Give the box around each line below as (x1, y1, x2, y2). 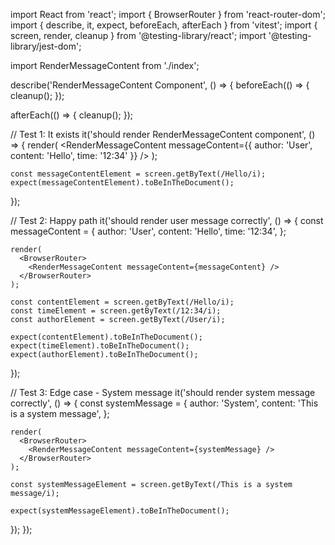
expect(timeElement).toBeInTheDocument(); (10, 341, 190, 351)
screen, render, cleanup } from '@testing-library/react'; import (10, 30, 267, 41)
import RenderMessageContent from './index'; (10, 60, 200, 71)
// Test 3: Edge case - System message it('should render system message (10, 387, 316, 398)
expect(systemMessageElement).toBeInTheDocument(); (10, 506, 230, 516)
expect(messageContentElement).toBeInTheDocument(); (10, 178, 235, 188)
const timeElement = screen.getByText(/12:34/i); (10, 306, 222, 316)
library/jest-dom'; (10, 40, 82, 52)
